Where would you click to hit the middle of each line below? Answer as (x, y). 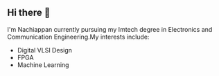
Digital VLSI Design (45, 50)
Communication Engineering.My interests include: (78, 37)
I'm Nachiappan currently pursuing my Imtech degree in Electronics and (110, 29)
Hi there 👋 (29, 13)
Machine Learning (43, 65)
